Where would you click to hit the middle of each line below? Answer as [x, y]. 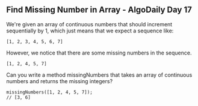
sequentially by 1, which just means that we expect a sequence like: [90, 31]
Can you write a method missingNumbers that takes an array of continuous [99, 75]
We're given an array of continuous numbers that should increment [89, 24]
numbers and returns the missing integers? [60, 81]
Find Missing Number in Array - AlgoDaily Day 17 [99, 10]
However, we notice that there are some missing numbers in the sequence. [99, 53]
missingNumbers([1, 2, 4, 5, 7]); [50, 92]
